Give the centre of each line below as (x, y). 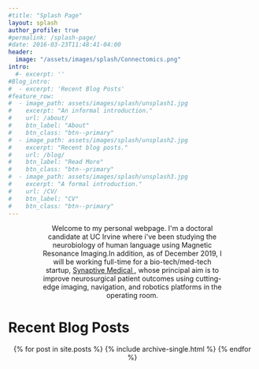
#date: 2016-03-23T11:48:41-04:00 (65, 45)
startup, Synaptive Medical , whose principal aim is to (132, 270)
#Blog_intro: (30, 81)
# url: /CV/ (33, 191)
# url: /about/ (38, 118)
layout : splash (33, 23)
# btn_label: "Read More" (56, 162)
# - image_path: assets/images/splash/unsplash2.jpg (98, 140)
